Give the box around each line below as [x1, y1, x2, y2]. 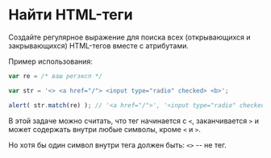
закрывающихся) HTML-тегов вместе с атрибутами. [8, 40, 190, 50]
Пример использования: [8, 56, 93, 66]
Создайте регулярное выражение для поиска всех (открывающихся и [8, 32, 252, 42]
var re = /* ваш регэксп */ [8, 72, 103, 80]
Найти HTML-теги [8, 6, 133, 24]
